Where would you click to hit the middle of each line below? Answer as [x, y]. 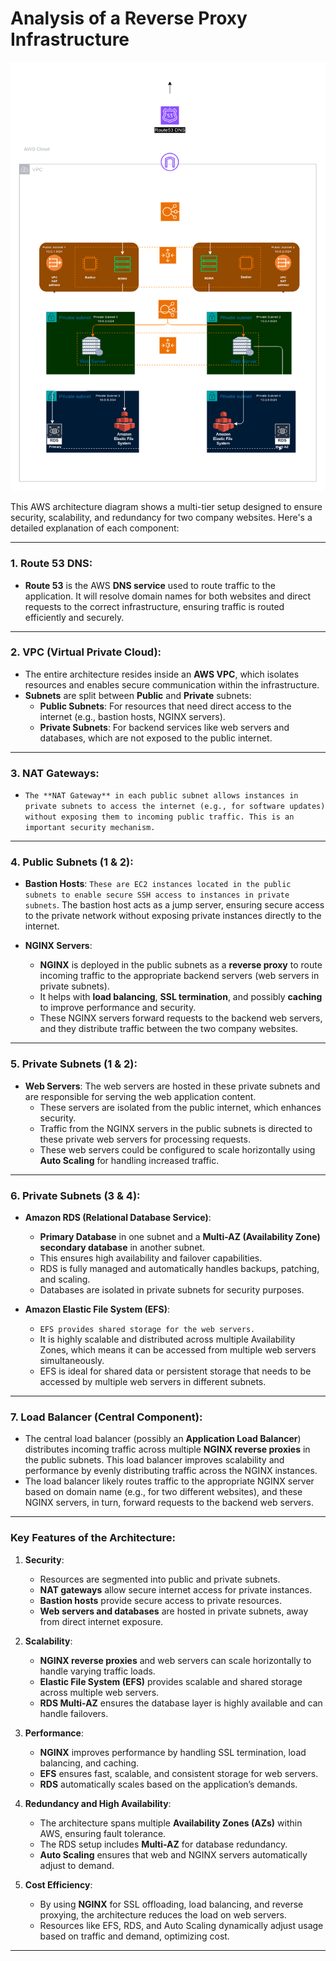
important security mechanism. [90, 828]
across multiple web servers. [99, 1692]
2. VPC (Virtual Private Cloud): [86, 652]
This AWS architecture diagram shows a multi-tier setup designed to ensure [166, 507]
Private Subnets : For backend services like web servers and [164, 727]
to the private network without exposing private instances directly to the [173, 916]
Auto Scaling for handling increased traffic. [129, 1160]
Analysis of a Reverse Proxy [129, 18]
